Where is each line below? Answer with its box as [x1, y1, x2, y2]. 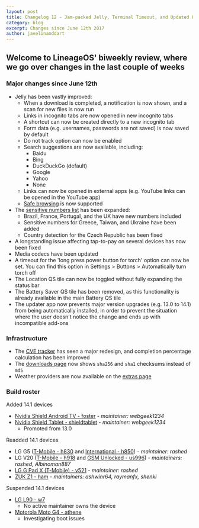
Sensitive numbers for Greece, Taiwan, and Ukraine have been [23, 218, 176, 226]
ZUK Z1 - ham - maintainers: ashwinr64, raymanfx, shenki [14, 473, 157, 480]
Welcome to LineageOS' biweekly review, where [6, 53, 188, 63]
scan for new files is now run [23, 105, 94, 112]
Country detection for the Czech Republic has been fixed [23, 231, 163, 239]
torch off [14, 269, 37, 276]
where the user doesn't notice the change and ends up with [14, 313, 161, 320]
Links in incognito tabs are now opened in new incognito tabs [23, 112, 174, 119]
